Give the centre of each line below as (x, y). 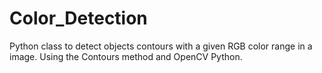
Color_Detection (78, 18)
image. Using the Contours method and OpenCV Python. (126, 56)
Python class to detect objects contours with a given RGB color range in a (161, 46)
